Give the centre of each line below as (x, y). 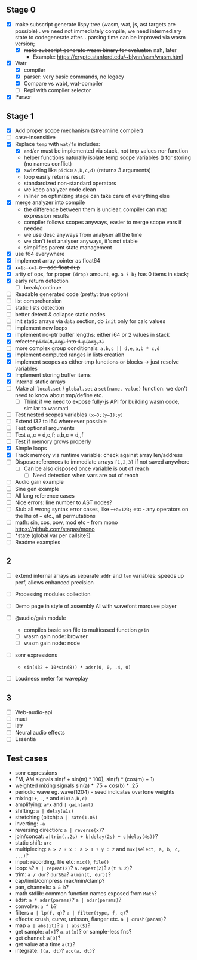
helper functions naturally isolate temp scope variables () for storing (107, 157)
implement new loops (41, 328)
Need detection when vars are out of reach (86, 476)
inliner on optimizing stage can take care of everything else (97, 196)
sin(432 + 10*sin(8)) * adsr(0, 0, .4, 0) (77, 668)
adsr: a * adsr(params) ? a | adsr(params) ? (68, 900)
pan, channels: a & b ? (42, 887)
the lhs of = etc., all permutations (55, 516)
